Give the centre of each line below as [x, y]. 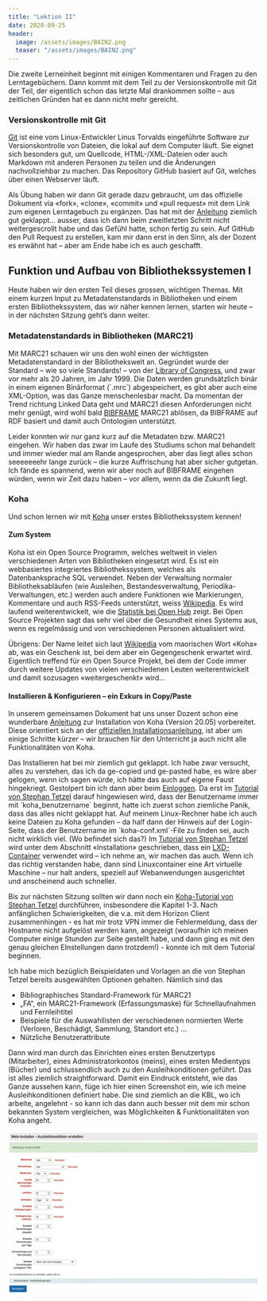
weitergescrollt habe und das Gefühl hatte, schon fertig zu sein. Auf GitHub [132, 229]
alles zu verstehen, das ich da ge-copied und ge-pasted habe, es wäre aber [132, 771]
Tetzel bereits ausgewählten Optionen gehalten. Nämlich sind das [116, 980]
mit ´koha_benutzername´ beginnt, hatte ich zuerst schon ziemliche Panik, [129, 805]
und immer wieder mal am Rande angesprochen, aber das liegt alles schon [130, 453]
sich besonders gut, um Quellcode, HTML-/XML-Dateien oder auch [118, 154]
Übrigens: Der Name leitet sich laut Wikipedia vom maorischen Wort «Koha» [133, 644]
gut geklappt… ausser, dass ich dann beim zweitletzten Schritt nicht [119, 220]
